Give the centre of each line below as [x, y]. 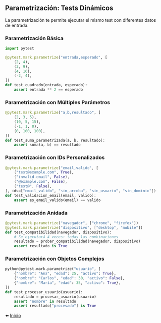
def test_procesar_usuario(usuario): [44, 292]
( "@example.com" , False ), [41, 182]
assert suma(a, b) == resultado [47, 145]
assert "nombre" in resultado [45, 301]
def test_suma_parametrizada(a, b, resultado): [55, 140]
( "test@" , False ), [33, 186]
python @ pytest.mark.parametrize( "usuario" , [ [53, 269]
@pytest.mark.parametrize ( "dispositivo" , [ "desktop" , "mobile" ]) [74, 227]
